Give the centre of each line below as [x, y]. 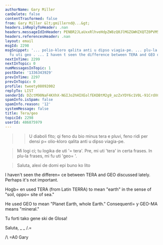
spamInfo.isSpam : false [29, 100]
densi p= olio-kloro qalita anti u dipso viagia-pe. [77, 141]
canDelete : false [23, 14]
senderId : [15, 95]
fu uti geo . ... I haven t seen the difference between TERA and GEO [82, 55]
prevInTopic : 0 [20, 82]
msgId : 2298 [17, 46]
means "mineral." [22, 209]
